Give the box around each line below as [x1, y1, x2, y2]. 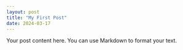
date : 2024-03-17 [6, 20, 51, 26]
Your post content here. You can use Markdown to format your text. [6, 37, 177, 45]
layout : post [6, 9, 40, 15]
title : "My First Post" [6, 15, 68, 21]
